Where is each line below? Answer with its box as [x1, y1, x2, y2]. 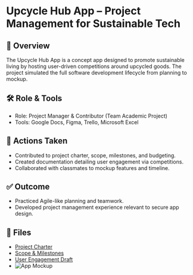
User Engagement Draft [14, 256, 73, 263]
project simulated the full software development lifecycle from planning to [6, 69, 188, 76]
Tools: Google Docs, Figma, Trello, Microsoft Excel [14, 118, 139, 126]
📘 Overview [6, 41, 50, 51]
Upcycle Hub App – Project [6, 4, 141, 18]
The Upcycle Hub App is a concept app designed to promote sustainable [6, 57, 185, 63]
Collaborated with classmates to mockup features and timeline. [14, 164, 170, 171]
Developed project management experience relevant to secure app [14, 204, 180, 211]
